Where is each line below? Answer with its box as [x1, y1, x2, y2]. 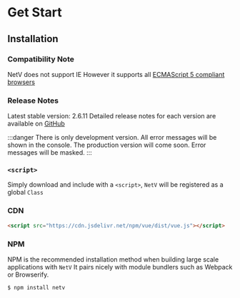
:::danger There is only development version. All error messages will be [7, 133, 217, 142]
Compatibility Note [7, 54, 75, 64]
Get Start [7, 4, 62, 21]
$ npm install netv [7, 284, 66, 291]
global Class [7, 188, 44, 197]
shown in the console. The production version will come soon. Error [7, 140, 206, 150]
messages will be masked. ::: [7, 148, 93, 157]
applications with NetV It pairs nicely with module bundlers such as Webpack [7, 262, 233, 271]
